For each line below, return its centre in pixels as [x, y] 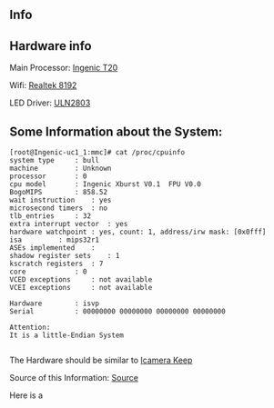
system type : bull [55, 161]
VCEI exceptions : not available [81, 288]
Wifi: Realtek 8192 [43, 85]
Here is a [26, 395]
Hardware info [51, 46]
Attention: [30, 328]
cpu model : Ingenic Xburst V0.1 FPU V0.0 [106, 184]
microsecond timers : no [58, 208]
